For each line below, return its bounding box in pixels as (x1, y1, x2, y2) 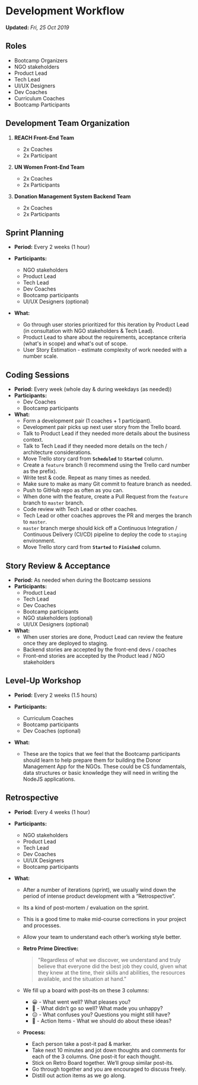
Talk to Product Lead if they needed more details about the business (23, 430, 190, 437)
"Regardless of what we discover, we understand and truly (37, 956, 181, 963)
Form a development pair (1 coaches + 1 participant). (23, 417, 152, 424)
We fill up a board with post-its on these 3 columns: (23, 986, 149, 993)
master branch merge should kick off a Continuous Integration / (23, 525, 178, 532)
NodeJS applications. (23, 775, 76, 783)
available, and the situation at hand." (37, 975, 127, 982)
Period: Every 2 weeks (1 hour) (14, 244, 90, 251)
